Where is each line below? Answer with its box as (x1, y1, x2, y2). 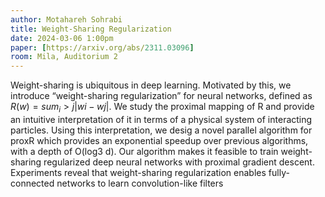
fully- (268, 166, 290, 178)
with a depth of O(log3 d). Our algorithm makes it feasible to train (10, 145, 279, 157)
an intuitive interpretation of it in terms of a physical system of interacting (10, 113, 313, 125)
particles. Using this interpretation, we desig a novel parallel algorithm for (10, 124, 313, 136)
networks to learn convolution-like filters (56, 177, 224, 189)
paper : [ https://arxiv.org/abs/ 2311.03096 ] (10, 42, 195, 53)
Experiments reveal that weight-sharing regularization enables (10, 166, 267, 178)
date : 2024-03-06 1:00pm (10, 33, 114, 43)
